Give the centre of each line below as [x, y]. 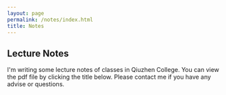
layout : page [26, 13]
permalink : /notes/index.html [50, 20]
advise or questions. [36, 84]
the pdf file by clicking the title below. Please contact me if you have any [109, 77]
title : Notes [26, 26]
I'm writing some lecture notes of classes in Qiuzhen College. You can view [113, 70]
